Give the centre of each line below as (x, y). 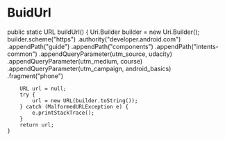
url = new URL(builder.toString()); (85, 101)
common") (23, 54)
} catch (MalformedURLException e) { (74, 106)
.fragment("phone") (35, 76)
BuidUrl (30, 13)
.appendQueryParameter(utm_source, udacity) (106, 54)
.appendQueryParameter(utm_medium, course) (75, 61)
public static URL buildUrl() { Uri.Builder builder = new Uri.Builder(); (103, 32)
